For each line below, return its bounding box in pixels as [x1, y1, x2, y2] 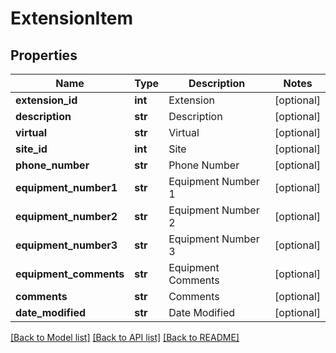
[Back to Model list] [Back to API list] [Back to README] [10, 332, 240, 343]
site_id [15, 142, 48, 156]
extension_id [15, 93, 78, 107]
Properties [10, 47, 78, 64]
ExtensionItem [10, 7, 134, 30]
